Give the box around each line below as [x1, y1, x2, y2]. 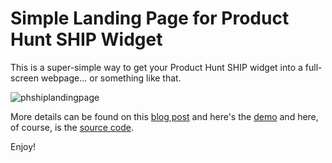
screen [10, 72, 40, 84]
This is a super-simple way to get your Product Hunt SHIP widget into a [10, 61, 303, 73]
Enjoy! [10, 140, 37, 152]
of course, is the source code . [10, 121, 135, 133]
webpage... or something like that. [40, 72, 182, 84]
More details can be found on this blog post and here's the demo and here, [10, 110, 319, 122]
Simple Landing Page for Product [10, 7, 290, 30]
